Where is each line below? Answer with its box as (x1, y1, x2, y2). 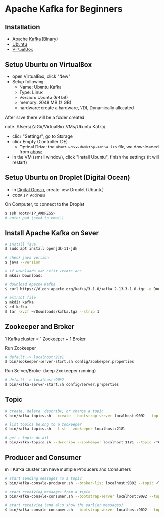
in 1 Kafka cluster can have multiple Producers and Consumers (5, 467, 131, 472)
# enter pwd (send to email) (5, 215, 64, 220)
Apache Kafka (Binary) (12, 36, 58, 42)
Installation (5, 23, 40, 31)
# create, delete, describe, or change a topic (5, 408, 104, 414)
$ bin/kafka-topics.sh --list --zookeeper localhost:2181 (5, 426, 125, 432)
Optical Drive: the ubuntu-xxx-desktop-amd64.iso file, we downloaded (19, 144, 159, 149)
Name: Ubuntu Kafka (19, 84, 62, 90)
